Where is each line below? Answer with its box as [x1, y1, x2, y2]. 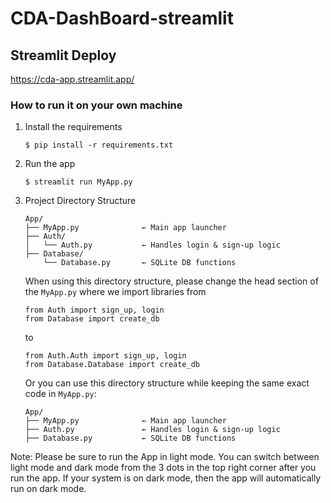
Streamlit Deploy [10, 47, 117, 64]
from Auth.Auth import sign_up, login [24, 351, 187, 361]
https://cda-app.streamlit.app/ [10, 73, 135, 85]
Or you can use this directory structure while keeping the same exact [24, 377, 310, 389]
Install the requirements [24, 121, 123, 133]
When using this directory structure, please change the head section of [24, 275, 319, 287]
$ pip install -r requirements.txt [24, 140, 174, 151]
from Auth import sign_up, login [24, 305, 165, 316]
